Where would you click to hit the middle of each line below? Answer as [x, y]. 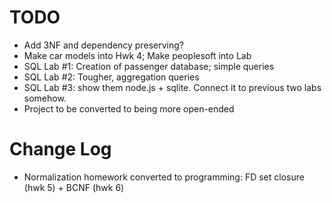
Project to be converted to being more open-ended [129, 108]
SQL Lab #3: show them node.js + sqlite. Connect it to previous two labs [172, 87]
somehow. [45, 98]
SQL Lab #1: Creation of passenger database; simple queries [149, 66]
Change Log [60, 149]
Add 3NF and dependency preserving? [103, 45]
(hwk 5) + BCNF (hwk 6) [74, 187]
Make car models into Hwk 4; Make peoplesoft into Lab [137, 55]
